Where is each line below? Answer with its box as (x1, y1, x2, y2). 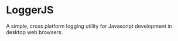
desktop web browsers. (6, 28, 63, 35)
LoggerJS (6, 3, 54, 17)
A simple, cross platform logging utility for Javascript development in (6, 23, 173, 29)
